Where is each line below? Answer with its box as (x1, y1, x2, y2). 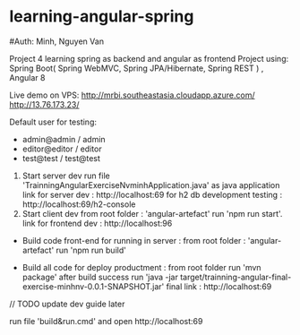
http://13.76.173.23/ (9, 99, 80, 109)
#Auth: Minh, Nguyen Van (9, 36, 105, 47)
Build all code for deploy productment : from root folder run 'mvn (21, 262, 261, 272)
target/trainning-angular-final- (180, 271, 292, 282)
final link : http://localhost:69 (166, 280, 272, 292)
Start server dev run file (21, 170, 110, 181)
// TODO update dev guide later (9, 298, 125, 309)
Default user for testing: (9, 116, 97, 127)
